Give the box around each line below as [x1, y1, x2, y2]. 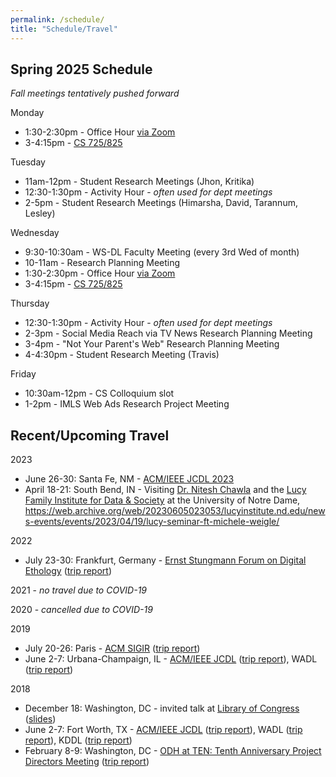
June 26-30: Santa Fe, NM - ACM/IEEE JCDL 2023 [24, 473, 235, 485]
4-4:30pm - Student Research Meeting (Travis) [24, 349, 220, 361]
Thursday [10, 297, 50, 310]
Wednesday [10, 227, 60, 239]
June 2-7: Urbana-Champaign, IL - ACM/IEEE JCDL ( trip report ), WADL [24, 653, 318, 665]
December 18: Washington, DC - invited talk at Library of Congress [24, 702, 300, 715]
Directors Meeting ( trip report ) [24, 756, 150, 768]
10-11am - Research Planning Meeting [24, 257, 181, 269]
